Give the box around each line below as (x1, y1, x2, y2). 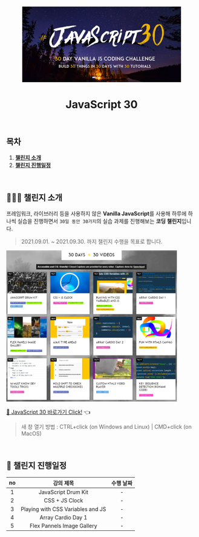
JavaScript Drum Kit (38, 489, 89, 496)
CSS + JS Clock (44, 497, 83, 504)
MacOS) (21, 429, 42, 437)
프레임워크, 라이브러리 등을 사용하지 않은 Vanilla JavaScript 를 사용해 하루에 (6, 210, 187, 217)
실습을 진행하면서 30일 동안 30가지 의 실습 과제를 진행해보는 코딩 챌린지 (17, 217, 182, 224)
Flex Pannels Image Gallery (30, 522, 98, 530)
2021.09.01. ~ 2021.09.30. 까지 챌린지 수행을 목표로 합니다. (21, 238, 163, 245)
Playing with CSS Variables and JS (21, 505, 106, 513)
